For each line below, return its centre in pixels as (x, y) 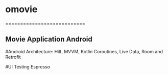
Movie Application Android (49, 39)
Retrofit (13, 57)
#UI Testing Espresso (28, 66)
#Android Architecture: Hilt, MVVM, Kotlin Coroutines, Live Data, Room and (84, 51)
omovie (21, 9)
